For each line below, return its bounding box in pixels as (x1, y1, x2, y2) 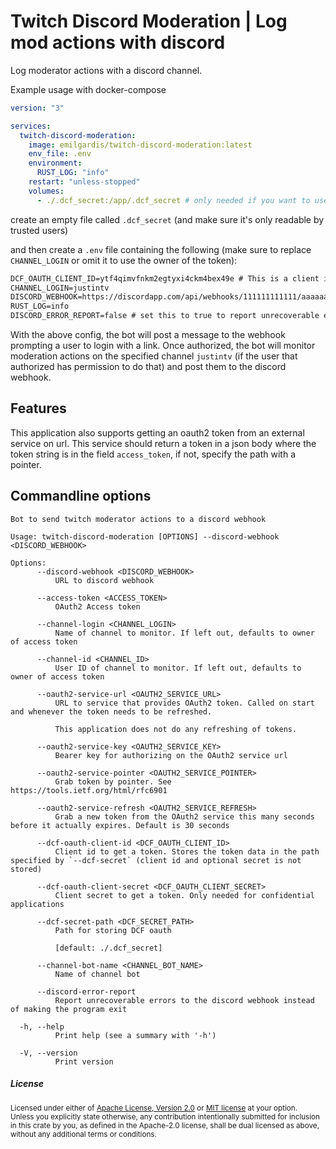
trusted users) (10, 224, 69, 236)
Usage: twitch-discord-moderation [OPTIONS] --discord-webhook (10, 531, 280, 542)
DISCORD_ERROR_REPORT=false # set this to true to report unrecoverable (10, 311, 320, 321)
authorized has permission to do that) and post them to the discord (10, 361, 287, 373)
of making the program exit (10, 1004, 128, 1014)
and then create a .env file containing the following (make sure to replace (10, 243, 312, 255)
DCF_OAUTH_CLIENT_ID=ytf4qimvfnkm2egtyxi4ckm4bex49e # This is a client (10, 273, 320, 284)
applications (10, 899, 65, 909)
